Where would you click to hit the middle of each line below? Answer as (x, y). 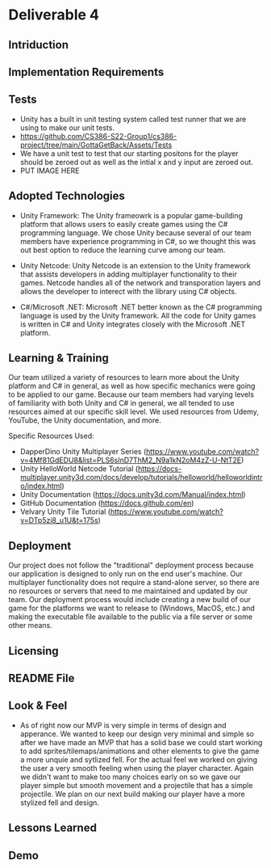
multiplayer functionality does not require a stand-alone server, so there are (134, 583)
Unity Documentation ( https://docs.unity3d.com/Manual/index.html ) (133, 495)
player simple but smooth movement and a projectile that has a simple (136, 785)
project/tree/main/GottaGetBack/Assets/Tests (96, 145)
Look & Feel (38, 706)
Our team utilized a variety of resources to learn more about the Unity (124, 377)
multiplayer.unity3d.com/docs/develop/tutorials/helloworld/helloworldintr (141, 478)
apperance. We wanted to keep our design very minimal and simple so (137, 734)
